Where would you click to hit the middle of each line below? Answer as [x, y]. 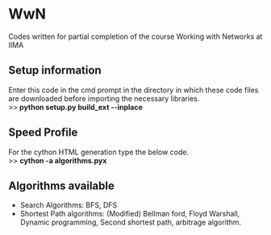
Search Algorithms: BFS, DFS [69, 205]
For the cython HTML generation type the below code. [99, 152]
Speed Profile [43, 133]
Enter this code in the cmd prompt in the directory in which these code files [133, 90]
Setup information [55, 71]
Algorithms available [61, 185]
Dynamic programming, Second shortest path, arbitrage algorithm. [131, 222]
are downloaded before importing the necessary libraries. [104, 99]
